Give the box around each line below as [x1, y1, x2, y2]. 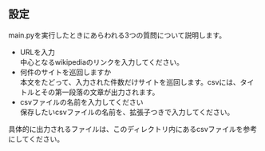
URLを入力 [19, 47, 56, 57]
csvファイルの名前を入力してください [19, 97, 144, 106]
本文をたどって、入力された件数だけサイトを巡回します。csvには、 [19, 77, 241, 86]
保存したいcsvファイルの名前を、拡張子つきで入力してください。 [19, 107, 235, 117]
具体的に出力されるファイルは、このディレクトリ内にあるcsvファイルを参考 [8, 124, 258, 133]
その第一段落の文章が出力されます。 [41, 87, 160, 97]
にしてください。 [8, 134, 65, 144]
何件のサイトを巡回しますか [19, 67, 112, 77]
